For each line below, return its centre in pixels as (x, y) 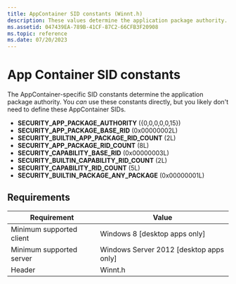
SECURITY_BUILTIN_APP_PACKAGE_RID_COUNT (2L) (97, 138)
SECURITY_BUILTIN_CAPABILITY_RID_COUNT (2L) (92, 161)
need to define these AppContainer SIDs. (67, 109)
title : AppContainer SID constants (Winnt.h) (75, 14)
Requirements (39, 198)
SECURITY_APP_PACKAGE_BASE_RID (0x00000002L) (97, 130)
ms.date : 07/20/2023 (38, 40)
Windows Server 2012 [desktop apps (162, 249)
